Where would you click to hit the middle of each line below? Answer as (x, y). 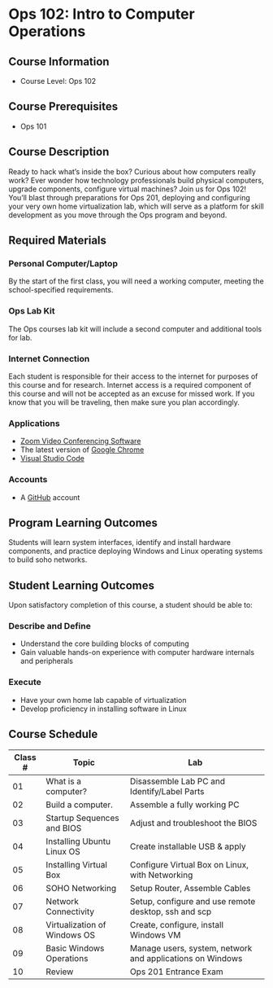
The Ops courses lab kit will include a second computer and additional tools (135, 329)
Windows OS (71, 935)
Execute (25, 683)
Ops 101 (33, 126)
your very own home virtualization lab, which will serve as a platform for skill (136, 206)
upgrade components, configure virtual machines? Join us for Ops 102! (127, 189)
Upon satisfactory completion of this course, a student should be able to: (131, 605)
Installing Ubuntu (78, 841)
